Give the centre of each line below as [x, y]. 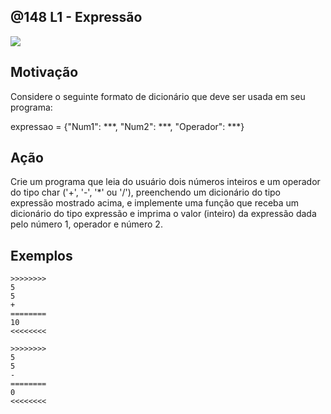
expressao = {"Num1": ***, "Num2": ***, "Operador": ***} [127, 126]
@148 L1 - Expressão [76, 17]
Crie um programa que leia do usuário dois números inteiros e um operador [165, 182]
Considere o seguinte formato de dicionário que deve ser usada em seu [158, 96]
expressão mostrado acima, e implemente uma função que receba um [155, 203]
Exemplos [41, 255]
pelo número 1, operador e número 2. [86, 224]
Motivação [44, 72]
